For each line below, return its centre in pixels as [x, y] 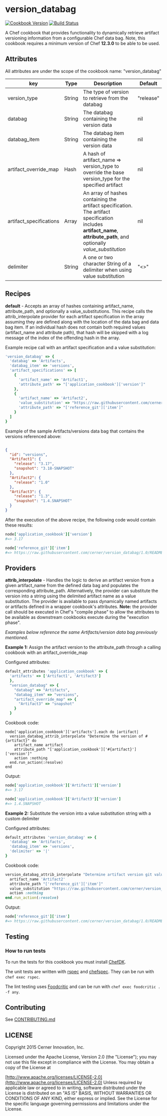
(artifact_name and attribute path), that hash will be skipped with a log [77, 332]
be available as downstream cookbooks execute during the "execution [77, 617]
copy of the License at [28, 1068]
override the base [103, 172]
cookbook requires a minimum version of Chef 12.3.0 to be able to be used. [83, 43]
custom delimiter [22, 818]
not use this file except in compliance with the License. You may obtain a [80, 1062]
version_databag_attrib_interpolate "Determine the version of [76, 736]
